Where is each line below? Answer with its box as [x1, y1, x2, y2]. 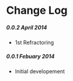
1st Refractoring [14, 39, 54, 46]
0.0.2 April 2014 [6, 23, 47, 31]
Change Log [6, 4, 68, 17]
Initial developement [14, 68, 65, 75]
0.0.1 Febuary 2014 [6, 52, 55, 60]
